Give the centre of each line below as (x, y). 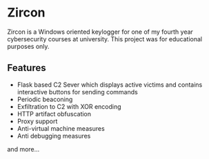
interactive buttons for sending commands (77, 92)
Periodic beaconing (45, 99)
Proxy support (37, 121)
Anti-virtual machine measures (61, 128)
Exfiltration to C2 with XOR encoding (69, 106)
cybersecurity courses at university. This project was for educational (104, 39)
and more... (23, 149)
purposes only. (28, 46)
